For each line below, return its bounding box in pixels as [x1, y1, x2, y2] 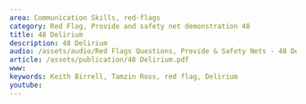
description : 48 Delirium [9, 38, 107, 48]
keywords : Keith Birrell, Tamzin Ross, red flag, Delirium [9, 72, 239, 81]
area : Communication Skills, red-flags [9, 13, 161, 23]
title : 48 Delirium [9, 30, 84, 39]
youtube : [9, 80, 43, 90]
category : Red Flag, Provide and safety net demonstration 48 [9, 22, 250, 31]
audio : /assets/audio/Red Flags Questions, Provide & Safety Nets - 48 [9, 47, 287, 56]
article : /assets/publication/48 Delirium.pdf [9, 55, 189, 64]
